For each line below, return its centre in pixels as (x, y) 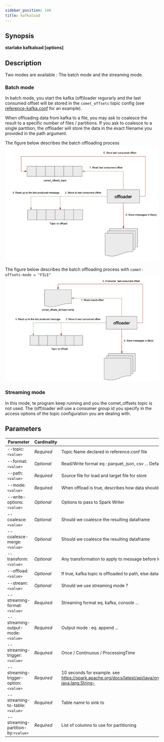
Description (23, 63)
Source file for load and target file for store (104, 476)
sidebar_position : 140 (28, 10)
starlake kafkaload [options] (34, 48)
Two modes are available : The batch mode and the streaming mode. (74, 75)
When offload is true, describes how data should (110, 488)
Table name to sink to (83, 703)
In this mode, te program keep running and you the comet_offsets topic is (79, 403)
